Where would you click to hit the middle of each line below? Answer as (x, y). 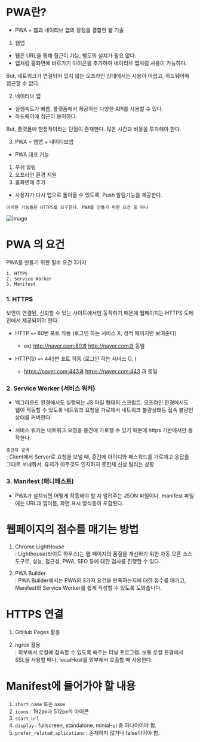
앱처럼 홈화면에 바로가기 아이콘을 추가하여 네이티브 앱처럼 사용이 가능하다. (101, 63)
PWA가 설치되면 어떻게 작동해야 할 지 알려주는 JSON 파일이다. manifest (99, 496)
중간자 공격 (18, 450)
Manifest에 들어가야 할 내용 (71, 686)
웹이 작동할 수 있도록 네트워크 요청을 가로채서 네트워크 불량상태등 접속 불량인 (104, 410)
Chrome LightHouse (39, 547)
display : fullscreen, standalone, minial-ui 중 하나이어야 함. (86, 725)
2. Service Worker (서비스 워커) (51, 388)
